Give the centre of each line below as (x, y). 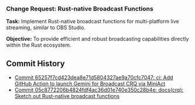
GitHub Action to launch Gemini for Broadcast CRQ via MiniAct (90, 84)
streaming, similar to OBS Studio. (46, 27)
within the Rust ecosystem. (39, 45)
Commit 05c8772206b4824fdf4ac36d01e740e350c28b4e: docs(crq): (99, 90)
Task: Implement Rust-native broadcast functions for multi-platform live (93, 22)
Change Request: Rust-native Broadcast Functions (80, 9)
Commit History (36, 63)
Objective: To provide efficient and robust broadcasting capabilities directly (97, 39)
